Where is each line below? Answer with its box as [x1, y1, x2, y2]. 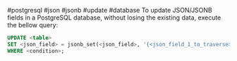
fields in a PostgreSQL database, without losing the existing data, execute [7, 13, 221, 22]
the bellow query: [7, 21, 59, 29]
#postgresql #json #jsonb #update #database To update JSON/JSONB [7, 6, 213, 14]
